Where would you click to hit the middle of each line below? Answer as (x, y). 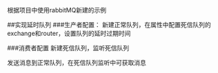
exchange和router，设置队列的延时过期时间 (69, 33)
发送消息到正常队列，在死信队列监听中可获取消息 (77, 63)
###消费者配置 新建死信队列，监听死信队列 (68, 48)
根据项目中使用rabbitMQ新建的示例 (57, 10)
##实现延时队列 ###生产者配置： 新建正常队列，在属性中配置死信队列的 (109, 25)
